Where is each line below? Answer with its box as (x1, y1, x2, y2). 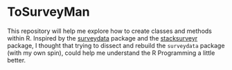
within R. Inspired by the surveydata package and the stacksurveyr (7, 34, 198, 42)
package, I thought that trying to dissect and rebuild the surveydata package (7, 41, 225, 49)
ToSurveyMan (7, 4, 90, 20)
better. (7, 56, 26, 64)
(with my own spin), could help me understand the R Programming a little (7, 49, 215, 57)
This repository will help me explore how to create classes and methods (7, 27, 213, 35)
